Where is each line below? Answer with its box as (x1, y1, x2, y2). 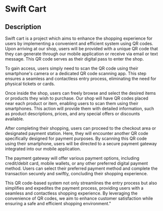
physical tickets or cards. (5, 81, 55, 87)
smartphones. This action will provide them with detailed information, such (5, 105, 154, 111)
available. (5, 116, 24, 121)
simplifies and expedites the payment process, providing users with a (5, 185, 144, 191)
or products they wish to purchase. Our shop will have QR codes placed (5, 95, 149, 101)
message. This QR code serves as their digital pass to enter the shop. (5, 56, 144, 61)
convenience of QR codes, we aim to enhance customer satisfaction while (5, 196, 153, 201)
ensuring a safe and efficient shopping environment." (5, 201, 112, 206)
